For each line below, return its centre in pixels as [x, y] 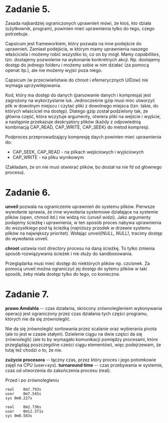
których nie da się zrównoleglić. [38, 319]
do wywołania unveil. [27, 238]
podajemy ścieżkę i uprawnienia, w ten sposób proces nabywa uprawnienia [83, 223]
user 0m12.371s [24, 411]
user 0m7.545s [23, 394]
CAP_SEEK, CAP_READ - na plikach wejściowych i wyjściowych [78, 152]
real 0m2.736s [23, 407]
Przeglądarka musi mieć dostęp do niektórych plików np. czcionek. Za [78, 263]
